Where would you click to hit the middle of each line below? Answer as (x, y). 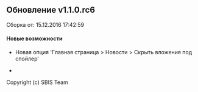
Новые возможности (34, 38)
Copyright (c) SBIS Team (37, 82)
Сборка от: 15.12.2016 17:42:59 (45, 24)
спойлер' (27, 59)
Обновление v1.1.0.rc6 (51, 10)
